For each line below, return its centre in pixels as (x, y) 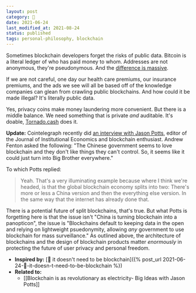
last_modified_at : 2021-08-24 (43, 28)
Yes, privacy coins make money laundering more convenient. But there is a (96, 109)
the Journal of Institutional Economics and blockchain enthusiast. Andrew (94, 139)
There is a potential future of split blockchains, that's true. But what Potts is (97, 211)
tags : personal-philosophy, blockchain (55, 39)
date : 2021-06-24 (27, 22)
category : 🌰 (20, 17)
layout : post (22, 11)
